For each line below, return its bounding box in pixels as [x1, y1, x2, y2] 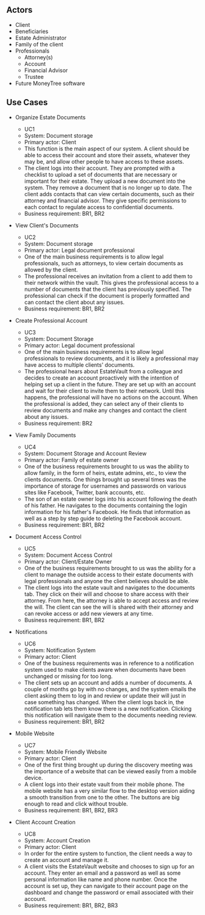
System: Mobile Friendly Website [24, 748, 107, 755]
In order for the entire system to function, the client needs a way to [24, 850, 193, 857]
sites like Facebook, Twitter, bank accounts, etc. [24, 488, 145, 496]
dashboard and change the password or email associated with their [24, 889, 194, 896]
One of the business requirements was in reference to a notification [24, 660, 194, 667]
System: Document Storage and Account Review [24, 449, 147, 457]
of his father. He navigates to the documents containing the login [24, 501, 187, 509]
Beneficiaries [15, 28, 49, 35]
